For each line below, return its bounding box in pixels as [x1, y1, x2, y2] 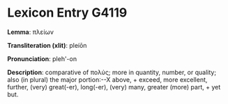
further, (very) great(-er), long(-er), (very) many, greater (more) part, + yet [7, 83, 221, 91]
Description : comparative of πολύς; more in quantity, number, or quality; [7, 68, 217, 76]
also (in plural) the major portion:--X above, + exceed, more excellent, [7, 75, 208, 84]
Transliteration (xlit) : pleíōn [7, 41, 87, 49]
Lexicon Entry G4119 [7, 5, 128, 21]
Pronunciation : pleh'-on [7, 54, 77, 63]
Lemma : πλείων [7, 28, 54, 36]
